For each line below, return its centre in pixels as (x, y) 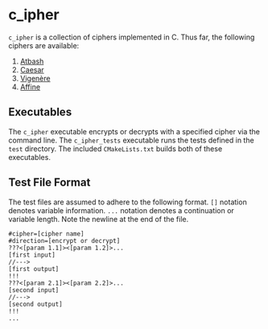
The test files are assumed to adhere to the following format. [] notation (128, 202)
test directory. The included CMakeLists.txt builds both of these (115, 148)
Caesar (32, 69)
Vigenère (35, 78)
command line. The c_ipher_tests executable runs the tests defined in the (132, 140)
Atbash (32, 61)
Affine (30, 87)
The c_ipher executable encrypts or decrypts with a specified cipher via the (134, 131)
